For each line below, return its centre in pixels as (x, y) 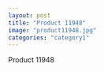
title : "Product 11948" (47, 23)
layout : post (30, 15)
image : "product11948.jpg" (52, 30)
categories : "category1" (49, 37)
